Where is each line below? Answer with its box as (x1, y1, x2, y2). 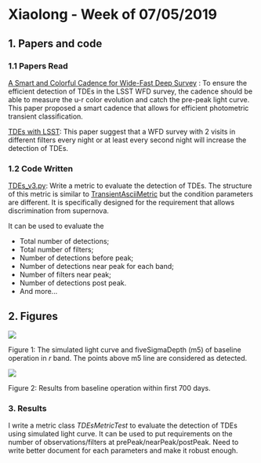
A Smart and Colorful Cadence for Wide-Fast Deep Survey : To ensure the (8, 78, 248, 87)
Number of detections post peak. (19, 278, 127, 288)
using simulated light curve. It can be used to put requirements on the (8, 429, 233, 439)
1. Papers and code (8, 37, 103, 50)
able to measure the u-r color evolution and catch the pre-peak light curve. (8, 94, 250, 104)
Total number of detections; (19, 237, 110, 246)
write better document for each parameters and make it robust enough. (8, 446, 238, 455)
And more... (19, 287, 58, 296)
